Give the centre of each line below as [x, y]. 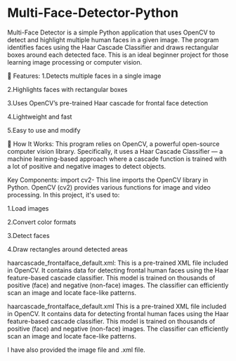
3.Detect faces [29, 235]
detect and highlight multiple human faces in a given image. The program [113, 39]
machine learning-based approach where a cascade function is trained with [117, 159]
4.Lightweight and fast [40, 117]
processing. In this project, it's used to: [64, 195]
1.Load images [28, 208]
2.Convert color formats [42, 222]
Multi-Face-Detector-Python [93, 13]
